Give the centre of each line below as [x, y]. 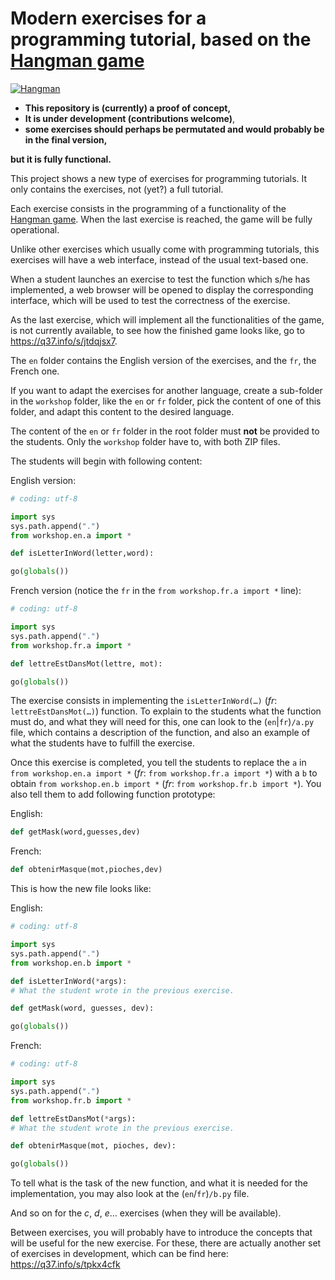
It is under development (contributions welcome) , [130, 118]
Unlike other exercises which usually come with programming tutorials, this [165, 249]
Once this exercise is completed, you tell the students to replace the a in [158, 763]
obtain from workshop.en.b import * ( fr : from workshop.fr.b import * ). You [166, 784]
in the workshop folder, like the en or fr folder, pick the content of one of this [166, 401]
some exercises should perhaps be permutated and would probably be [174, 129]
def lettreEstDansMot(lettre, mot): [86, 663]
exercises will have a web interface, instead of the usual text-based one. [159, 259]
